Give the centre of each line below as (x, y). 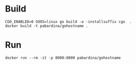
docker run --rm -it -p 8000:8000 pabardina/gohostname (63, 58)
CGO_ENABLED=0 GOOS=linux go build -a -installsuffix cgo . (68, 22)
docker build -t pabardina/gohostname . (47, 26)
